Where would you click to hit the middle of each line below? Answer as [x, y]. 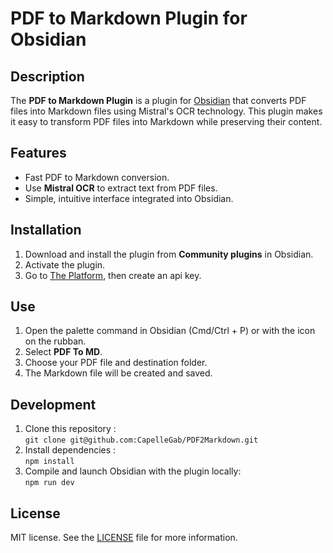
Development [53, 404]
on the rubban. [55, 341]
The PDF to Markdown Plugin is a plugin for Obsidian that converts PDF [158, 100]
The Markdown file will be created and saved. [118, 373]
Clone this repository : [70, 429]
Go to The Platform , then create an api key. [113, 275]
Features [38, 153]
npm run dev [49, 483]
